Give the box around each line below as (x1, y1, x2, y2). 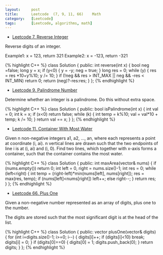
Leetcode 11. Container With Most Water (12, 126, 93, 132)
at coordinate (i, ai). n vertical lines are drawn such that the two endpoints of (5, 141, 158, 146)
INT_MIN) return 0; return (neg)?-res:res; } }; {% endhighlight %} (5, 78, 135, 84)
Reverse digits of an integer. (5, 43, 61, 49)
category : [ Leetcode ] (5, 16, 54, 21)
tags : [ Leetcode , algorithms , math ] (5, 20, 92, 26)
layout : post (5, 7, 40, 12)
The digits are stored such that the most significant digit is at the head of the (5, 215, 159, 220)
